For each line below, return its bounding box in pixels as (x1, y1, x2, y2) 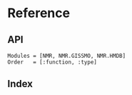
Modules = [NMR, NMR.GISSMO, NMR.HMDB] (7, 52, 126, 59)
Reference (7, 5, 70, 21)
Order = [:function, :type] (7, 59, 98, 66)
